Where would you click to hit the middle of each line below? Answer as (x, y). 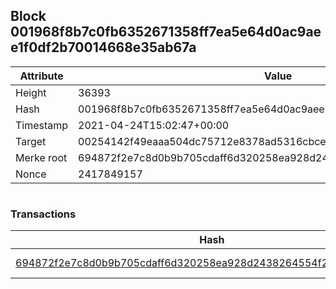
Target (31, 141)
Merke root (41, 157)
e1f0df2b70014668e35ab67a (103, 47)
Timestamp (42, 125)
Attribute (41, 76)
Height (31, 92)
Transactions (43, 214)
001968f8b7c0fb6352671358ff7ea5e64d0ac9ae (166, 32)
